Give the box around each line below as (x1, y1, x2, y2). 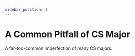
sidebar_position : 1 (5, 7, 48, 12)
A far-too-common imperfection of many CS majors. (5, 45, 113, 51)
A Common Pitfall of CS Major (5, 28, 131, 40)
